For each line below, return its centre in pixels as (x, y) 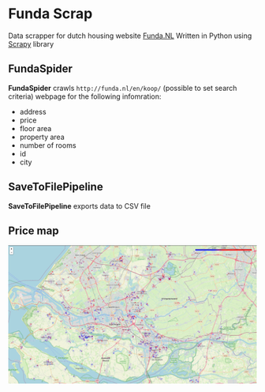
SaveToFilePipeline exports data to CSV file (80, 205)
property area (42, 137)
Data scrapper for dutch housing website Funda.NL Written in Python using (130, 36)
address (33, 111)
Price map (34, 230)
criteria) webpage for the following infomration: (85, 96)
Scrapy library (31, 43)
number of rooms (48, 145)
